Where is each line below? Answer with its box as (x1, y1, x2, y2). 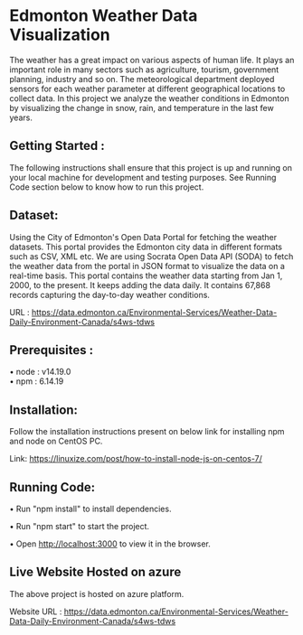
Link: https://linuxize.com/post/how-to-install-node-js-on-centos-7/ (9, 453, 262, 464)
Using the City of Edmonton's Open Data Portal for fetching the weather (9, 231, 278, 242)
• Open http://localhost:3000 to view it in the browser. (9, 538, 211, 549)
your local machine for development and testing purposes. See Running (9, 172, 277, 182)
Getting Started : (9, 138, 106, 154)
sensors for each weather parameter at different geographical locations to (9, 83, 286, 94)
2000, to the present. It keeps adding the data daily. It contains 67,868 (9, 279, 271, 290)
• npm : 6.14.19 (9, 376, 64, 387)
